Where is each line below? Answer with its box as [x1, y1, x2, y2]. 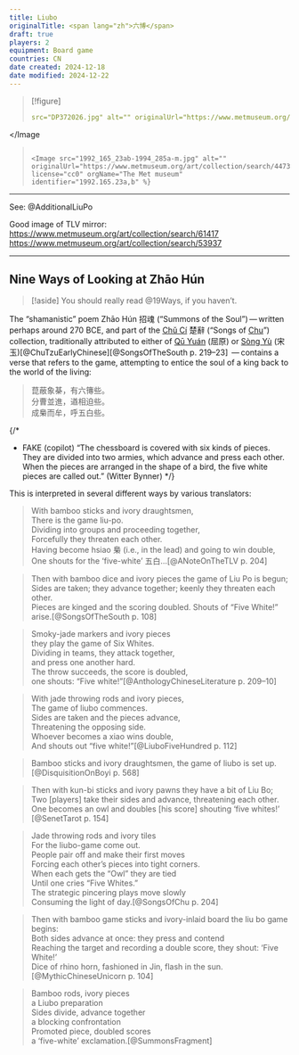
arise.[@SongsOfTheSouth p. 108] [30, 612, 158, 622]
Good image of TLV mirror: [9, 218, 107, 229]
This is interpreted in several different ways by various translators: [9, 488, 252, 499]
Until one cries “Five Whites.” [30, 878, 139, 888]
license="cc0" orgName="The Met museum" [30, 169, 183, 178]
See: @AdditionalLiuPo [9, 202, 93, 212]
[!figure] [30, 95, 61, 106]
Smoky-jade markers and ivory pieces [30, 629, 171, 639]
